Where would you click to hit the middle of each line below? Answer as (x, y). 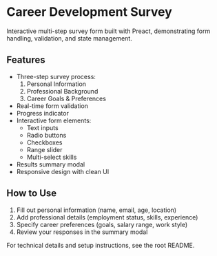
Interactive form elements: (54, 120)
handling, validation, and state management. (69, 38)
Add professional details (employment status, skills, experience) (107, 217)
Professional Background (62, 91)
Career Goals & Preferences (66, 98)
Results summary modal (51, 164)
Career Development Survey (90, 12)
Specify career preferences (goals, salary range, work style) (102, 224)
